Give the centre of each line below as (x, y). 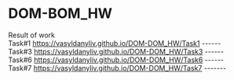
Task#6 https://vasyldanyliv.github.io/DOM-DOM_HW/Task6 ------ (116, 60)
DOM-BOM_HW (60, 14)
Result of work (32, 35)
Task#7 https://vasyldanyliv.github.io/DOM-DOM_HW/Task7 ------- (117, 68)
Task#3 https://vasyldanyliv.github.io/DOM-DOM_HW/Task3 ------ (116, 51)
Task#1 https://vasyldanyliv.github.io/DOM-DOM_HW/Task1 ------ (115, 43)
